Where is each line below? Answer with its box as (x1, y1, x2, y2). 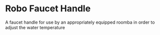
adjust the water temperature (5, 24, 65, 30)
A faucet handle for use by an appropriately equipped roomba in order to (5, 19, 155, 25)
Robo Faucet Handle (5, 3, 91, 14)
